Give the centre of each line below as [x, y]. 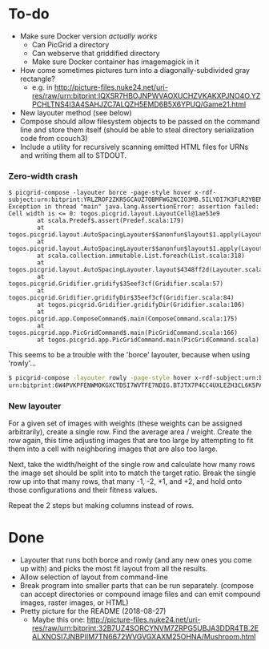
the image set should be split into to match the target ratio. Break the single [132, 473]
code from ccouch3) [54, 138]
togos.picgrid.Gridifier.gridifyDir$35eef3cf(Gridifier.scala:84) [121, 298]
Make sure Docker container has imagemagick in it [115, 62]
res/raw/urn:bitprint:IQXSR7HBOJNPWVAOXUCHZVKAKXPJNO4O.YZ [146, 95]
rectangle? [38, 79]
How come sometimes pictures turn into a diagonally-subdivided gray [135, 70]
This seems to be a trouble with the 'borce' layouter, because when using [129, 355]
